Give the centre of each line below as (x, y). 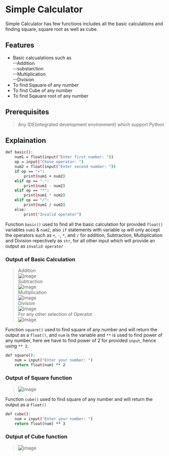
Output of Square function (39, 378)
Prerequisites (27, 112)
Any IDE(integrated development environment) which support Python (91, 124)
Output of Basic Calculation (40, 259)
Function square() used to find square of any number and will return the (81, 329)
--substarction (28, 68)
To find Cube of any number (43, 90)
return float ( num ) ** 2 (40, 365)
